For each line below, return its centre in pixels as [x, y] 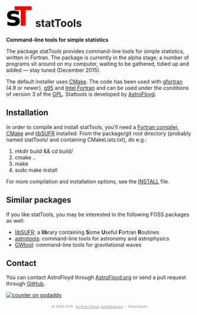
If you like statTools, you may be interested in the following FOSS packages [98, 214]
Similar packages [39, 200]
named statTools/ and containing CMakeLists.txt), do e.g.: [76, 139]
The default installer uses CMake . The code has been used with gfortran [94, 81]
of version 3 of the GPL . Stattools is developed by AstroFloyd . [81, 94]
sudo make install [36, 170]
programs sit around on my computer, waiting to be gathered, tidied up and [98, 63]
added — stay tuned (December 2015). [54, 70]
